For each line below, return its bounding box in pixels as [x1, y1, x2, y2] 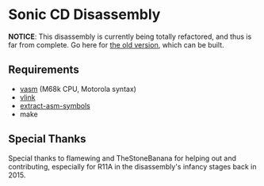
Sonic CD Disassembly [8, 6, 161, 24]
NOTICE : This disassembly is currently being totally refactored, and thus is [8, 32, 252, 41]
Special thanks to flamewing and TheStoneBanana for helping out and [8, 153, 236, 163]
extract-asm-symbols [19, 101, 91, 110]
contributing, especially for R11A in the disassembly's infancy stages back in [8, 161, 257, 171]
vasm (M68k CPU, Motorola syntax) [19, 84, 137, 93]
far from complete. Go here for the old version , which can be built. [8, 40, 224, 49]
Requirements [8, 63, 79, 77]
